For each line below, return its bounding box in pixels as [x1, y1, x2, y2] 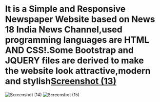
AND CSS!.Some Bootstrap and [5, 45, 134, 56]
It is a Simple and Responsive [5, 3, 126, 15]
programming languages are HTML [5, 34, 150, 46]
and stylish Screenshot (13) [5, 76, 117, 87]
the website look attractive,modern [5, 66, 151, 76]
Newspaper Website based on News [5, 14, 155, 25]
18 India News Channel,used [5, 24, 123, 35]
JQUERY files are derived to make [5, 55, 144, 66]
